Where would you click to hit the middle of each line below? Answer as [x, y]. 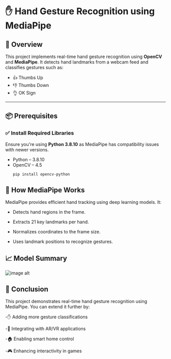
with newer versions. [27, 149]
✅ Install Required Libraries [40, 133]
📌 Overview [24, 44]
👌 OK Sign [24, 93]
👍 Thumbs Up [28, 78]
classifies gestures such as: [34, 67]
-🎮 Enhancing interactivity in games [44, 351]
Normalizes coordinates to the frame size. [56, 232]
